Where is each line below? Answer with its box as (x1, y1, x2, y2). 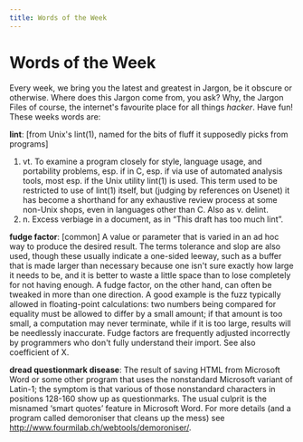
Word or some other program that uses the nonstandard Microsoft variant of (9, 373, 293, 385)
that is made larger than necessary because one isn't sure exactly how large (9, 260, 294, 271)
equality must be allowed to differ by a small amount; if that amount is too (9, 308, 283, 319)
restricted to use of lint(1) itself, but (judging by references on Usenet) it (22, 185, 290, 196)
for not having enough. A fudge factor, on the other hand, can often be (9, 279, 272, 290)
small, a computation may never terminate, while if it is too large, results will (9, 318, 291, 329)
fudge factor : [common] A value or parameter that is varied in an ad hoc (9, 231, 279, 242)
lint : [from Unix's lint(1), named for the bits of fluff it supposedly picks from (9, 129, 289, 139)
